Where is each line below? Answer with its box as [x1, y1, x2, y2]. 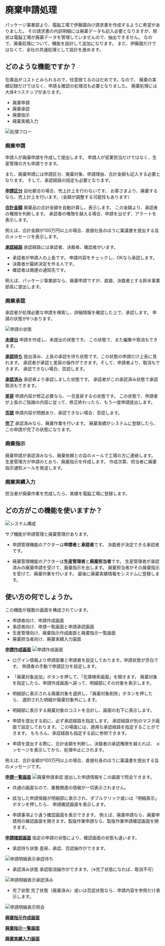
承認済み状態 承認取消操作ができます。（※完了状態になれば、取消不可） [12, 866, 157, 872]
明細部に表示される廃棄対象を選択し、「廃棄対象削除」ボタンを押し [12, 690, 149, 696]
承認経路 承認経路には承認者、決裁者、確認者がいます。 [5, 244, 118, 250]
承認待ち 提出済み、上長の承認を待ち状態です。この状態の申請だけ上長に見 [5, 354, 157, 360]
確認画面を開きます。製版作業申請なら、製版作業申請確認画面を [25, 818, 155, 824]
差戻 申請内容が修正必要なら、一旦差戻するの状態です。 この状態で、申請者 [5, 393, 158, 399]
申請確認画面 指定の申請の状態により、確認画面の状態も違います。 [5, 835, 139, 841]
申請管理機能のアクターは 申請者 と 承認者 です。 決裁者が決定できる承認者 [12, 541, 160, 547]
